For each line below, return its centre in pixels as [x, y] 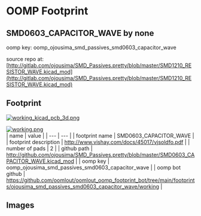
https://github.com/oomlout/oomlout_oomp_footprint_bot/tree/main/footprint [100, 180]
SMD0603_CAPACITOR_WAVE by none [80, 33]
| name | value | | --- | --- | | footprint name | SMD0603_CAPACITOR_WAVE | [100, 135]
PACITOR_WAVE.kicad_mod [40, 161]
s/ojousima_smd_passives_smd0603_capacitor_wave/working [83, 186]
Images [20, 206]
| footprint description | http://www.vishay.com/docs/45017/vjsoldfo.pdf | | [98, 142]
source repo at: [25, 59]
